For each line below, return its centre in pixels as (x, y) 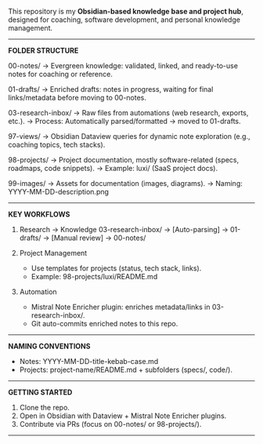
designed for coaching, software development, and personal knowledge (124, 20)
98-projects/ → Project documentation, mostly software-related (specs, (124, 160)
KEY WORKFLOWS (39, 214)
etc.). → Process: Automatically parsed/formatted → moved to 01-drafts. (124, 121)
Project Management (53, 253)
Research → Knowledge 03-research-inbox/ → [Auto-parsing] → (124, 229)
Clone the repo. (45, 408)
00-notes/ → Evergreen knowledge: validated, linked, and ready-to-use (123, 66)
